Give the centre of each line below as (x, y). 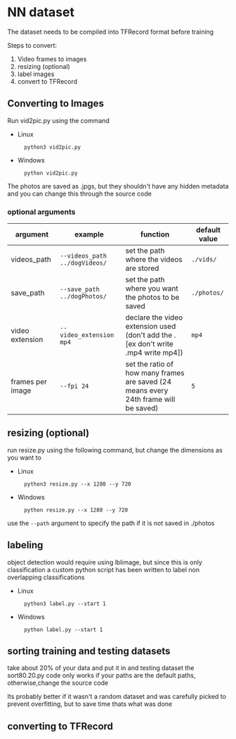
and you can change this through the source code (80, 194)
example (89, 234)
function (155, 234)
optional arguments (41, 212)
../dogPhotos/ (83, 297)
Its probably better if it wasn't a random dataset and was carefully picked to (117, 697)
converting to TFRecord (60, 726)
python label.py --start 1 (64, 630)
